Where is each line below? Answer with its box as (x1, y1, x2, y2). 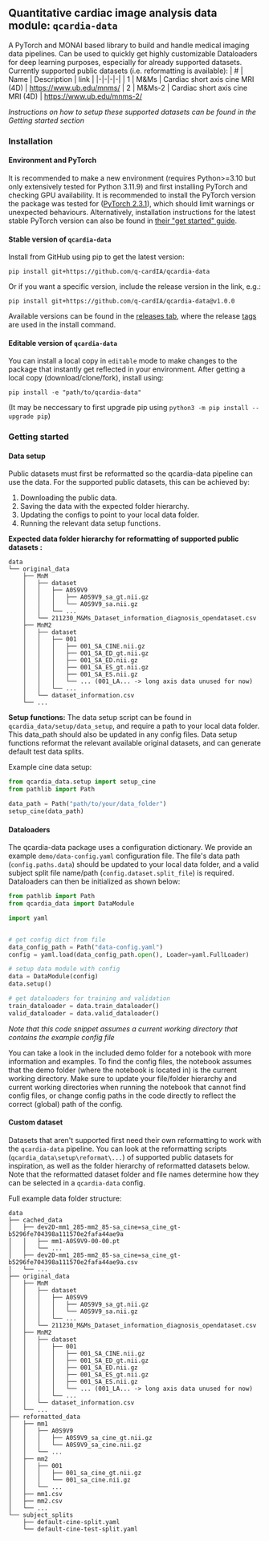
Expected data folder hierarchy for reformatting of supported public (8, 534, 239, 544)
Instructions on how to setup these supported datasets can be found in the (8, 107, 257, 116)
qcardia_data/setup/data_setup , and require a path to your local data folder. (8, 722, 259, 731)
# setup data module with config (8, 965, 120, 974)
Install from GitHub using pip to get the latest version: (8, 252, 185, 262)
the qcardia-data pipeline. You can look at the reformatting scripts (8, 1144, 227, 1153)
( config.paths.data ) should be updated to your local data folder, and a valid (8, 860, 259, 869)
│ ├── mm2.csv (8, 1497, 63, 1505)
